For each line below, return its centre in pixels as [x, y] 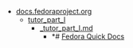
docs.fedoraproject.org [54, 11]
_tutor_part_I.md [66, 28]
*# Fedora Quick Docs [88, 36]
